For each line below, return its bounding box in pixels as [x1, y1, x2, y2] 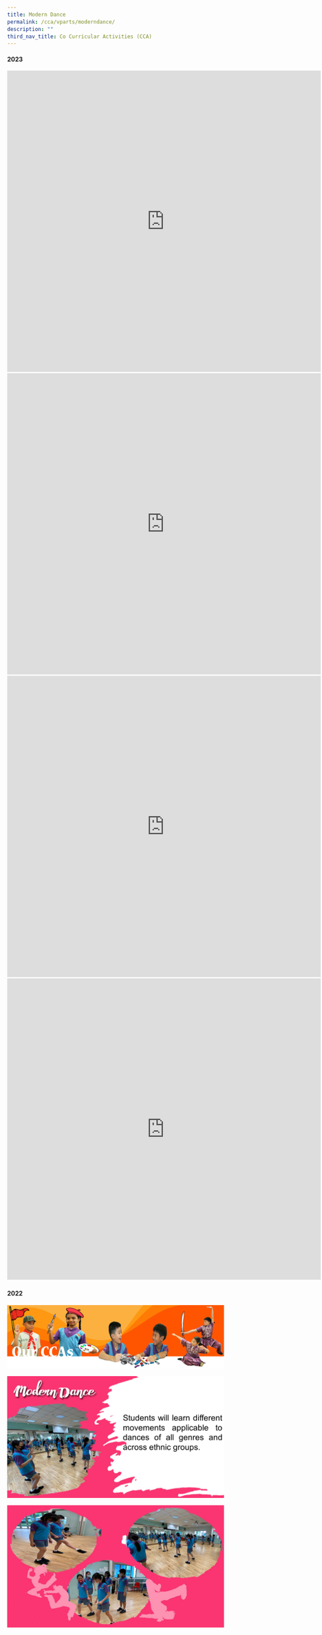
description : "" [7, 25, 54, 32]
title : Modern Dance [7, 11, 67, 18]
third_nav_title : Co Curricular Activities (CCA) [7, 33, 153, 40]
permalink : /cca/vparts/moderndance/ [7, 18, 116, 25]
